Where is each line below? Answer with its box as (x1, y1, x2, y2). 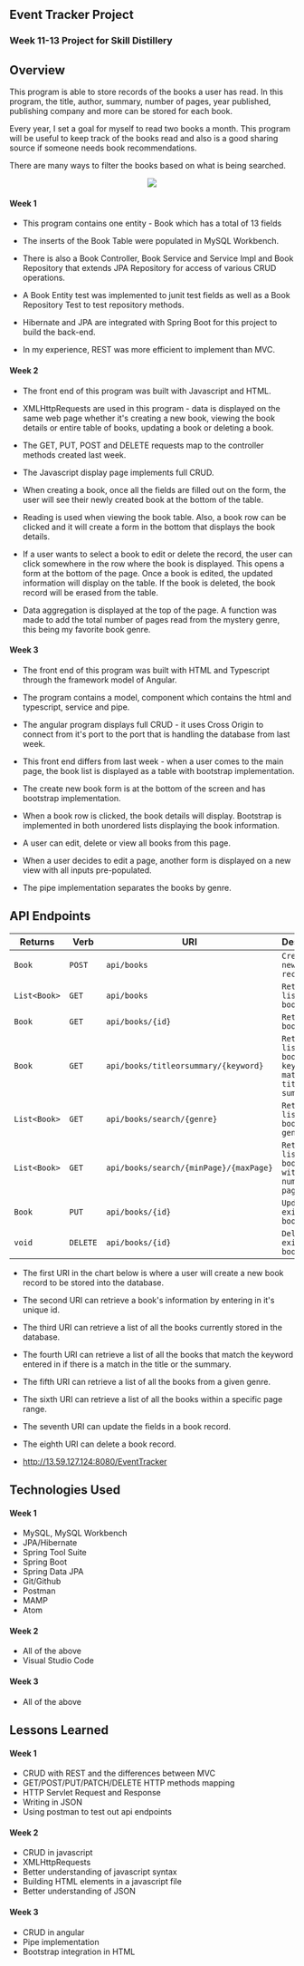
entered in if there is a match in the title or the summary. (22, 1359, 233, 1370)
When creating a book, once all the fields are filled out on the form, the (22, 484, 287, 495)
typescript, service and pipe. (22, 702, 130, 712)
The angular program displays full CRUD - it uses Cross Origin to (22, 719, 264, 730)
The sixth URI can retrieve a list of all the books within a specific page (22, 1393, 283, 1404)
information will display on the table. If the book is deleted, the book (22, 577, 276, 588)
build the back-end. (22, 326, 96, 338)
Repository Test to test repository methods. (22, 299, 185, 311)
